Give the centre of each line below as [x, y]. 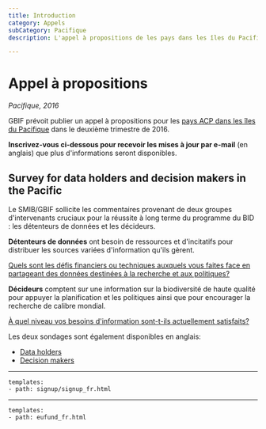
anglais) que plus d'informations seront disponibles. [93, 153]
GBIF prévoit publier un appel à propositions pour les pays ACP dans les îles [132, 121]
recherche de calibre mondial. [57, 306]
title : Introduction [42, 15]
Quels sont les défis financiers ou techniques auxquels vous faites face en [129, 265]
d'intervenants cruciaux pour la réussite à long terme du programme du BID [131, 218]
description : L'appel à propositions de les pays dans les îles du [122, 38]
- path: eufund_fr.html [47, 417]
